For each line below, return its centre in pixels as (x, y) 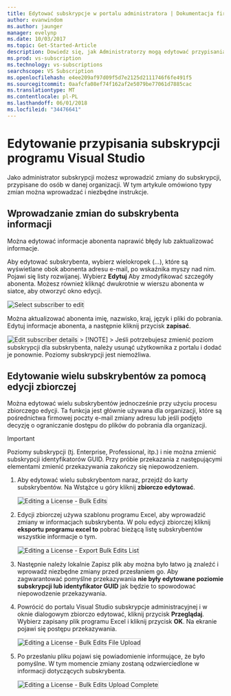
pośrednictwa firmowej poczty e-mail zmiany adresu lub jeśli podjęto (105, 418)
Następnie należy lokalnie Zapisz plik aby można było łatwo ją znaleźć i (118, 565)
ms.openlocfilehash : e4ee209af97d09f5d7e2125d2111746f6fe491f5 (100, 77)
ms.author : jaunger (35, 26)
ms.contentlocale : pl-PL (43, 97)
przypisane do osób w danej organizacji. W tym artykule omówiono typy (109, 184)
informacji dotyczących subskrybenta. (71, 671)
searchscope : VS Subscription (51, 71)
